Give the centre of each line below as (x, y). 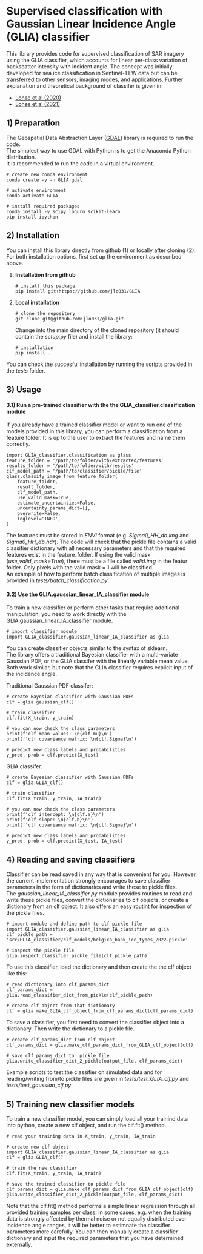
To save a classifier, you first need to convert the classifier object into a (95, 1023)
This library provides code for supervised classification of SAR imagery (95, 53)
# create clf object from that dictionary (61, 1006)
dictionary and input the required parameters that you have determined (95, 1238)
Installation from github (45, 274)
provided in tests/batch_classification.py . (58, 580)
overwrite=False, (39, 514)
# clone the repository (45, 313)
